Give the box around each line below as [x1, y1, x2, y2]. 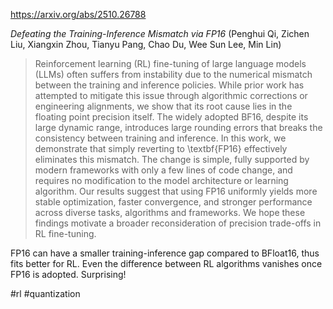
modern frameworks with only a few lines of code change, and [34, 164, 293, 176]
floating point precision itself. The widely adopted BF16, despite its [34, 111, 309, 123]
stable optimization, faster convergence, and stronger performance [34, 196, 313, 208]
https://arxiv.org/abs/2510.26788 [10, 9, 147, 20]
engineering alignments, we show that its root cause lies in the [34, 100, 293, 112]
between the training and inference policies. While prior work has [34, 79, 305, 91]
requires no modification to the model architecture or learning [34, 175, 289, 186]
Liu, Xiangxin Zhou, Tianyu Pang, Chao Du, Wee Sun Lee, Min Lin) [10, 39, 282, 50]
